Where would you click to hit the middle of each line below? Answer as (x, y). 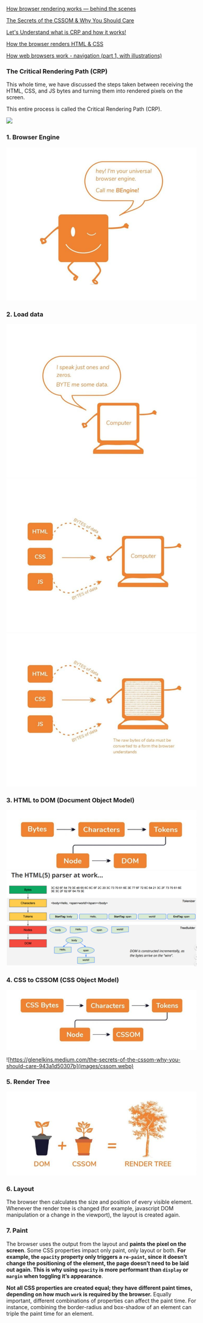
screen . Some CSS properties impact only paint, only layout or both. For (96, 1250)
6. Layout (20, 1189)
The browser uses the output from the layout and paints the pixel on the (96, 1244)
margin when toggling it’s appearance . (55, 1276)
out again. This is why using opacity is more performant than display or (97, 1269)
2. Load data (25, 314)
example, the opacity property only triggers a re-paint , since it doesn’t (97, 1256)
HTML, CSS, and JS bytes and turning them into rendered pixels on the (95, 91)
